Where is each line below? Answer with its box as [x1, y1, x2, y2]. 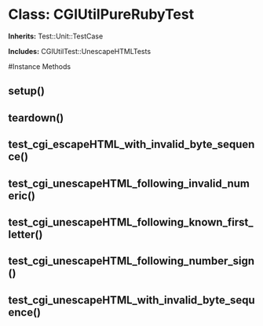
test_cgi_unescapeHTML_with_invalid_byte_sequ [8, 293, 255, 306]
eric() [8, 189, 36, 202]
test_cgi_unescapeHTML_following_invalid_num [8, 176, 250, 190]
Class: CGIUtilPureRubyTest [8, 5, 195, 24]
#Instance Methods [8, 61, 71, 71]
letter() [8, 227, 43, 241]
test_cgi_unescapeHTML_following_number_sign [8, 255, 255, 268]
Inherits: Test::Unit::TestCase [8, 31, 104, 41]
